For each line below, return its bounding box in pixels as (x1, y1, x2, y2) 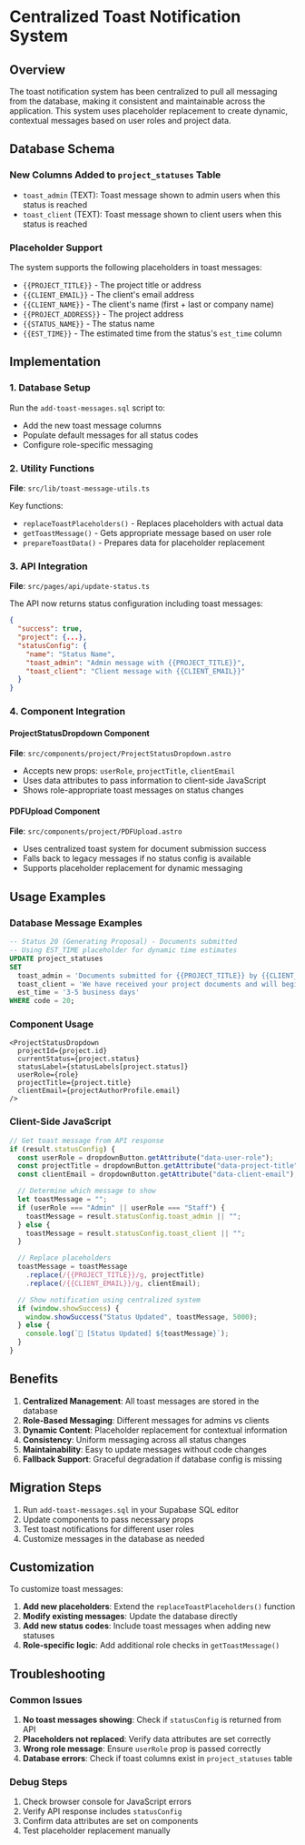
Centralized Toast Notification (9, 6, 241, 27)
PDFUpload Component (9, 806, 101, 816)
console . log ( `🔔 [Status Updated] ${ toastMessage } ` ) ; (25, 1329, 230, 1339)
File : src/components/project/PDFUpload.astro (9, 826, 183, 836)
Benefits (9, 1372, 59, 1387)
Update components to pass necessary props (22, 1514, 194, 1525)
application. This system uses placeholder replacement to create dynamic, (9, 106, 289, 116)
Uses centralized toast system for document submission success (22, 844, 267, 855)
